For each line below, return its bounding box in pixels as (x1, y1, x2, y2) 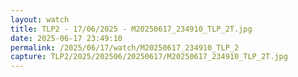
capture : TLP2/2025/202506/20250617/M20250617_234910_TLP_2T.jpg (10, 52, 288, 62)
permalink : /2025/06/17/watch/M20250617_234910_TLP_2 (10, 42, 240, 53)
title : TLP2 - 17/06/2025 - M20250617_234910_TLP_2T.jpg (10, 24, 253, 34)
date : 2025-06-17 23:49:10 (10, 33, 123, 43)
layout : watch (10, 14, 70, 25)
